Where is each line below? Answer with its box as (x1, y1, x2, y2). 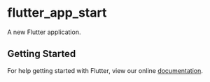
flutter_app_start (7, 5, 107, 21)
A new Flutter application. (7, 28, 81, 36)
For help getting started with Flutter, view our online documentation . (7, 66, 203, 74)
